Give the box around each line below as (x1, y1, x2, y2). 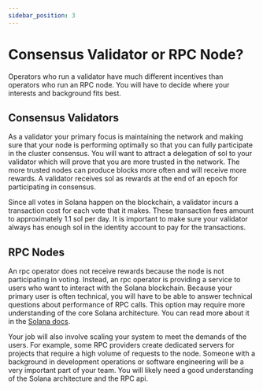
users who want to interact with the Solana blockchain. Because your (8, 283, 232, 292)
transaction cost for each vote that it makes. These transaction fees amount (8, 206, 254, 215)
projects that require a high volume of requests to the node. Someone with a (8, 348, 256, 359)
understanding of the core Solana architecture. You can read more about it (8, 308, 250, 318)
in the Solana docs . (8, 317, 71, 326)
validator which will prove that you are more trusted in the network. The (8, 157, 240, 166)
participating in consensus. (8, 182, 96, 192)
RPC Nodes (8, 245, 65, 259)
